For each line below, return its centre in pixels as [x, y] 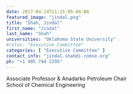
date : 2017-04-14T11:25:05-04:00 [48, 12]
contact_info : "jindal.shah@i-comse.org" [58, 56]
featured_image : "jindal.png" [44, 17]
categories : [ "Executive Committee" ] [56, 51]
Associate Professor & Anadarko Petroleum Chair [66, 79]
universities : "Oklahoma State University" [61, 39]
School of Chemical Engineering [46, 84]
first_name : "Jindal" [33, 28]
